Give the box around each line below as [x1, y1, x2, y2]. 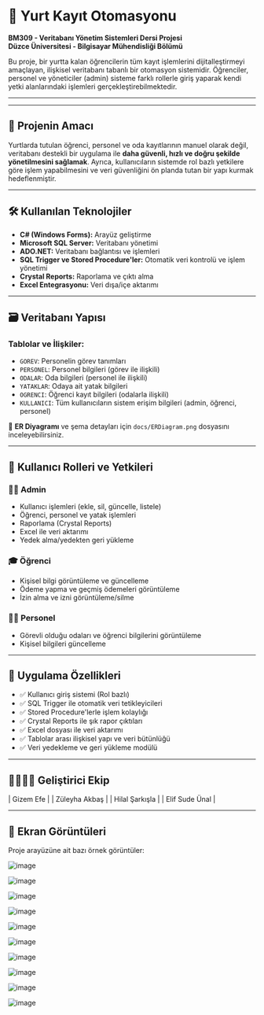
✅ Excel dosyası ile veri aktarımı [19, 725, 123, 735]
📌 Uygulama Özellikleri [8, 669, 122, 682]
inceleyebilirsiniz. [8, 430, 64, 440]
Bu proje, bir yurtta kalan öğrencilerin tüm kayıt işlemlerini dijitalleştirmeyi [8, 57, 245, 66]
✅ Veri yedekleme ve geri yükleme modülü [19, 743, 158, 752]
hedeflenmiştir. [8, 173, 57, 183]
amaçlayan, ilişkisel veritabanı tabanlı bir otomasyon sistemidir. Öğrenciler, [8, 65, 249, 74]
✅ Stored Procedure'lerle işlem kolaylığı [19, 707, 148, 717]
